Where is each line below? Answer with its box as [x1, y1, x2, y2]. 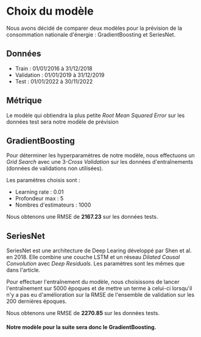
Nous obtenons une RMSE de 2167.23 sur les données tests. [6, 213, 158, 221]
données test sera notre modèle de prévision [6, 118, 119, 126]
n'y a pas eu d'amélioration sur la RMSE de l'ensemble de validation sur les [6, 291, 195, 299]
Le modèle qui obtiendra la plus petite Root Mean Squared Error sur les [6, 112, 185, 119]
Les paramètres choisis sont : [6, 177, 80, 184]
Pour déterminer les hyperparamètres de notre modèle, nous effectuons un [6, 152, 195, 159]
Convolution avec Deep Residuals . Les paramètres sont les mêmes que [6, 260, 185, 268]
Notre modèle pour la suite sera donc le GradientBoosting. [6, 323, 157, 330]
